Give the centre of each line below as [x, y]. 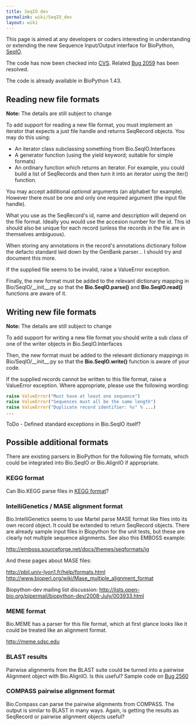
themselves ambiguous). [36, 234]
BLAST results [27, 657]
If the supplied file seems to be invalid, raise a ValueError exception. [88, 270]
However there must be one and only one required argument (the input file [96, 198]
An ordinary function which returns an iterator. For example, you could [99, 168]
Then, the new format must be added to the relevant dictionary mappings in [97, 355]
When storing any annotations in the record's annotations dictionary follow [96, 246]
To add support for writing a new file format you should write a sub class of [97, 337]
